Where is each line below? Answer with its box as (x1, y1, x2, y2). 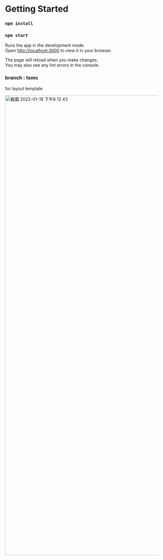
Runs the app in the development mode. (5, 42, 85, 48)
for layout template (5, 85, 43, 91)
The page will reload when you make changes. (5, 57, 98, 63)
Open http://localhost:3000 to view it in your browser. (5, 48, 113, 54)
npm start (5, 33, 28, 38)
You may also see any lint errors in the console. (5, 62, 99, 68)
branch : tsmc (5, 75, 39, 81)
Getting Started (5, 3, 69, 15)
